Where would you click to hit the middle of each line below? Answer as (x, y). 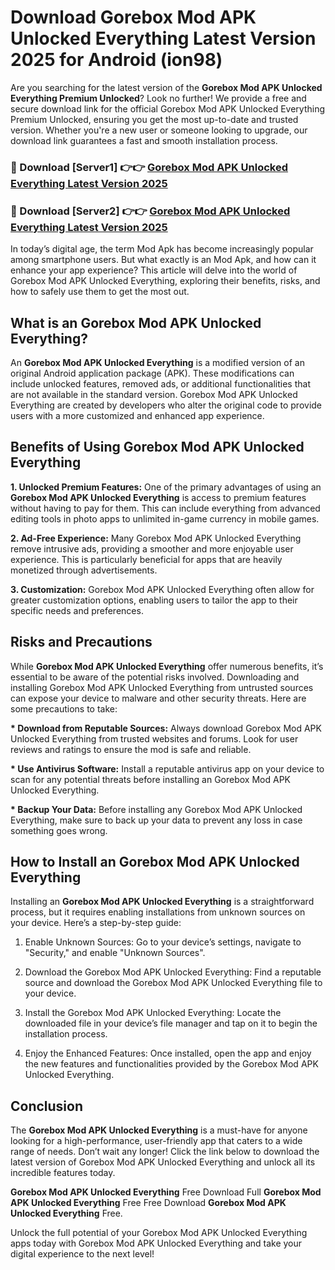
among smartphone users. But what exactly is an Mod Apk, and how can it (163, 260)
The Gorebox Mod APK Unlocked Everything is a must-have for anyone (159, 1130)
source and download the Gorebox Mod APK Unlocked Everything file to (173, 983)
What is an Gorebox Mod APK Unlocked (136, 322)
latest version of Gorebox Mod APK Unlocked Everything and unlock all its (163, 1162)
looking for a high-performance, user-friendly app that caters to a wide (156, 1141)
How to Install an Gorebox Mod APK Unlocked (155, 861)
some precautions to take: (64, 708)
